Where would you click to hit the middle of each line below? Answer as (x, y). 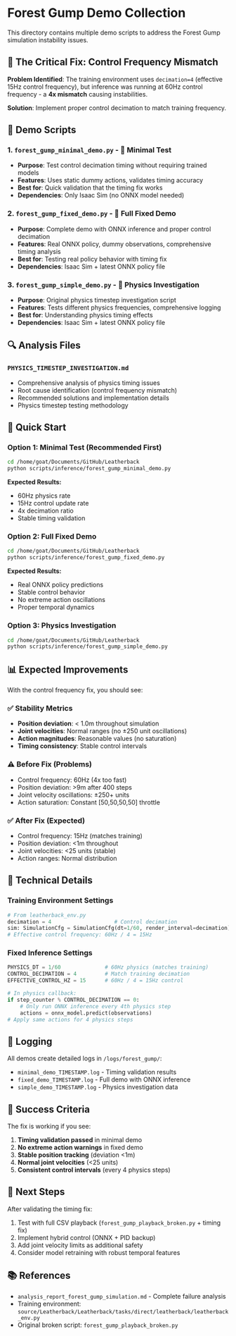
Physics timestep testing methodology (73, 405)
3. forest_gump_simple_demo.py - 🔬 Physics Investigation (104, 285)
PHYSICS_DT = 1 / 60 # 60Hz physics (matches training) (108, 967)
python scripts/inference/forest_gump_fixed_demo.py (86, 558)
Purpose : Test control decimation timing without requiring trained (112, 165)
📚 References (39, 1276)
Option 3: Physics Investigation (62, 625)
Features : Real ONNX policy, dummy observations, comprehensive (114, 244)
